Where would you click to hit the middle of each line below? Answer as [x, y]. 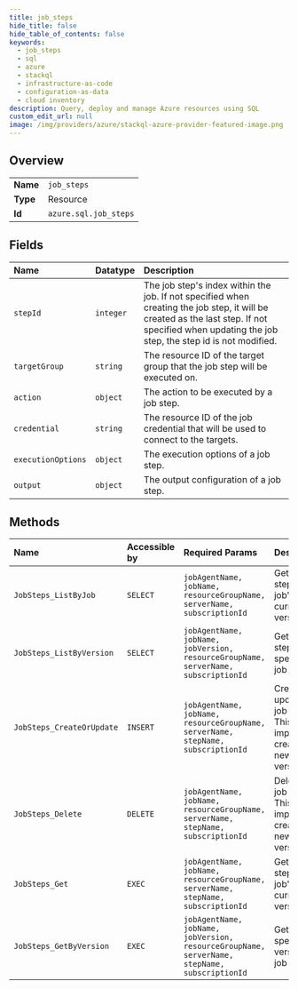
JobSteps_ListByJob [55, 595]
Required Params [220, 553]
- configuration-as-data [63, 92]
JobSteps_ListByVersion [64, 653]
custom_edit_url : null [51, 116]
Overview [37, 161]
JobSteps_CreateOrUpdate [66, 728]
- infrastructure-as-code [65, 84]
